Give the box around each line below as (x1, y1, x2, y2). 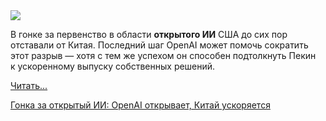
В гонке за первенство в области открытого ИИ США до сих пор (10, 29, 288, 40)
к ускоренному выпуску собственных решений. (10, 60, 216, 72)
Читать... (10, 80, 48, 91)
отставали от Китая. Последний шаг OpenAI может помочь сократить (10, 39, 309, 51)
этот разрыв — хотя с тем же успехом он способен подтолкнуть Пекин (10, 50, 317, 61)
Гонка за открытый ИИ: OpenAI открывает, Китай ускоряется (10, 99, 271, 111)
